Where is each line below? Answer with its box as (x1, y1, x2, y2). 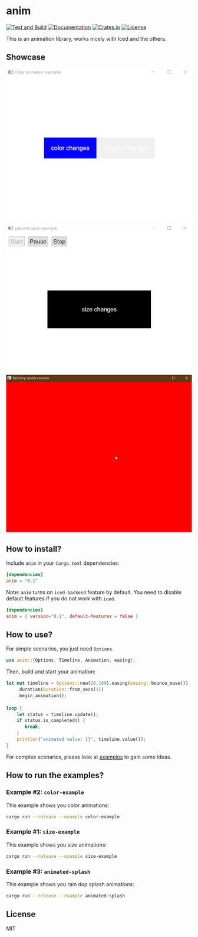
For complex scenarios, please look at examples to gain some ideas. (6, 753, 172, 760)
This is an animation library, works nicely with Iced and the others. (6, 35, 167, 42)
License (6, 909, 36, 919)
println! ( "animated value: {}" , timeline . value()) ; (16, 737, 146, 743)
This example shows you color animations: (6, 802, 110, 809)
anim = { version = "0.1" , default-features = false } (6, 613, 138, 619)
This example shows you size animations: (6, 841, 107, 848)
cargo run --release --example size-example (6, 853, 117, 859)
